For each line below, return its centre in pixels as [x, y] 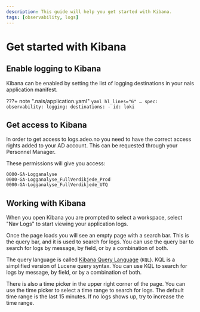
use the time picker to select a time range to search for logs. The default [95, 291]
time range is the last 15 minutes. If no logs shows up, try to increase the [95, 296]
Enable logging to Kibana [54, 69]
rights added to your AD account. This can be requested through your [92, 146]
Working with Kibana [46, 203]
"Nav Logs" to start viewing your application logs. [67, 224]
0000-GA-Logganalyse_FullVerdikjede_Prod [59, 180]
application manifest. [32, 89]
